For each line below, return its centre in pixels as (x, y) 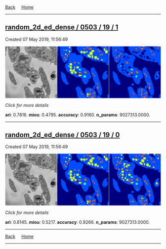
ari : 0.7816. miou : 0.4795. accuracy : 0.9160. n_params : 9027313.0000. (78, 115)
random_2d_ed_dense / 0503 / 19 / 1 (62, 27)
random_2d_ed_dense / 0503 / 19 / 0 (62, 135)
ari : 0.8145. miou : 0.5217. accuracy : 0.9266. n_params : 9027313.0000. (78, 222)
